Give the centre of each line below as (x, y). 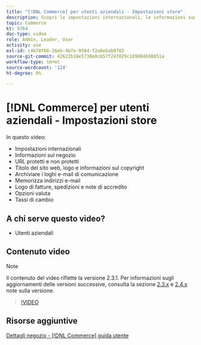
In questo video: (26, 137)
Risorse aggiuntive (42, 321)
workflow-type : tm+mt (33, 62)
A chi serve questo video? (56, 218)
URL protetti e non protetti (47, 162)
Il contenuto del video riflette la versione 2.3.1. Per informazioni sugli (90, 278)
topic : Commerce (26, 23)
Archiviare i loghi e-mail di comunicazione (66, 174)
